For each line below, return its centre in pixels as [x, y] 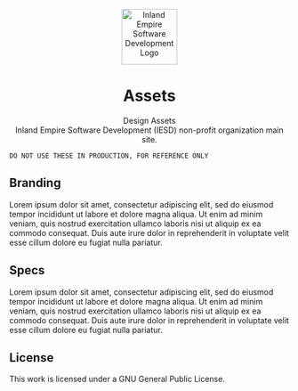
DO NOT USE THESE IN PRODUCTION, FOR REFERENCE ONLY [109, 156]
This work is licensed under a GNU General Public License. [117, 379]
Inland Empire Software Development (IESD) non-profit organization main [149, 130]
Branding [35, 183]
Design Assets [149, 120]
